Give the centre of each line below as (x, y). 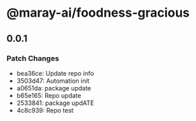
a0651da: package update (54, 88)
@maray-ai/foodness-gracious (98, 13)
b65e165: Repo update (49, 95)
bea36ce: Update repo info (55, 73)
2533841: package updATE (55, 103)
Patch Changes (33, 58)
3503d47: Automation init (53, 81)
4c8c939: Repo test (45, 110)
